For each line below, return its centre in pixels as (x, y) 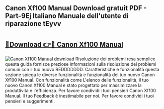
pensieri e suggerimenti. (30, 101)
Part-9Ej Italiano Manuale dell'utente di (67, 16)
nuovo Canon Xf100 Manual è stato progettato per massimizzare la (73, 85)
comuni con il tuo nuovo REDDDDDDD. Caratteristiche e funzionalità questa (82, 69)
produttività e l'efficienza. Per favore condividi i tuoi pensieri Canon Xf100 (81, 91)
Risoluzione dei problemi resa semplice (115, 59)
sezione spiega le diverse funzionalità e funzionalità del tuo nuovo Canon (80, 75)
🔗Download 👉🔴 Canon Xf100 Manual (64, 44)
